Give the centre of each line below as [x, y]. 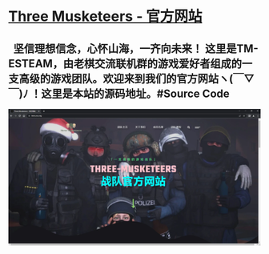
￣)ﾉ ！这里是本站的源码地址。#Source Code [119, 93]
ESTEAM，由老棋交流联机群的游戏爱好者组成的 [125, 64]
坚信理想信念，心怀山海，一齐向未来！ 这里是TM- [136, 48]
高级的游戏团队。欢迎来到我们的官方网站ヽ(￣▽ [137, 78]
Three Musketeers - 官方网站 [105, 16]
